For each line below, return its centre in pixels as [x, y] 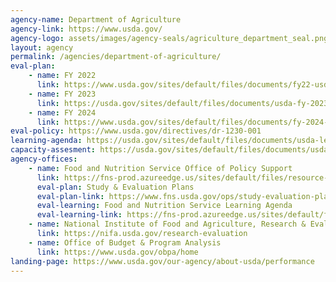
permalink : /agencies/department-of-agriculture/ [116, 57]
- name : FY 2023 [62, 94]
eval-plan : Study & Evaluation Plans [115, 187]
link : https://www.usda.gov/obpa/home [117, 252]
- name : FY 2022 [62, 76]
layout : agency [42, 47]
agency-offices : [44, 159]
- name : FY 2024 [62, 112]
